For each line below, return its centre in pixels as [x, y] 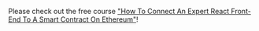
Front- [241, 11]
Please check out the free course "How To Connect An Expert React [119, 11]
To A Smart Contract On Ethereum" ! [80, 19]
